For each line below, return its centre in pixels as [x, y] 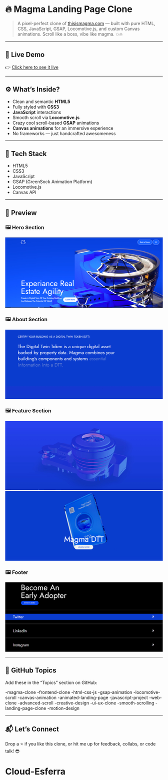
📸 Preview [21, 213]
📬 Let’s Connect [32, 729]
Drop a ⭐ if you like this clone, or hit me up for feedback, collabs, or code [80, 744]
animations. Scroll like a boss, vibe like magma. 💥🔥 [70, 34]
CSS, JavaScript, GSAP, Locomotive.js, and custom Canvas [78, 29]
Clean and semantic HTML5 [41, 102]
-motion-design [63, 708]
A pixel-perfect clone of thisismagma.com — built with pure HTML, [86, 23]
